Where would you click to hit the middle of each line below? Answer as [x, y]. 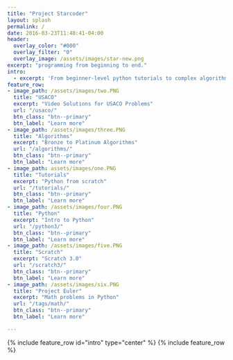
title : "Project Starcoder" [48, 14]
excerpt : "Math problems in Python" [66, 298]
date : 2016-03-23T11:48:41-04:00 [55, 33]
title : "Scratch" [38, 252]
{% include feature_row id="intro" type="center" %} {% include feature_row [116, 342]
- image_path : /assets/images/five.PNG [65, 246]
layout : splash [29, 20]
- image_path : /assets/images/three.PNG [67, 130]
